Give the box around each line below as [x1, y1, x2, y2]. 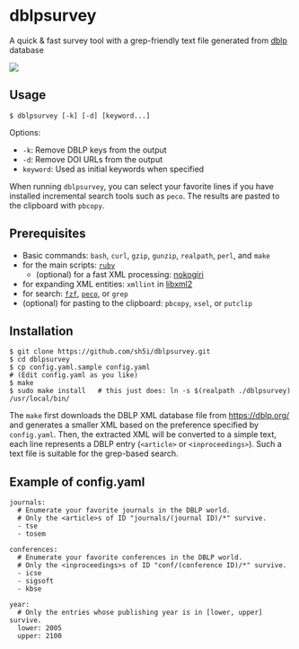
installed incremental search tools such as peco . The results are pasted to [9, 190, 280, 201]
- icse [17, 569, 42, 578]
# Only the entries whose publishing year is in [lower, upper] [17, 608, 263, 618]
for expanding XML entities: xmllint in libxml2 [22, 278, 193, 289]
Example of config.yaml [9, 474, 145, 489]
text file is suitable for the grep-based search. [9, 448, 179, 459]
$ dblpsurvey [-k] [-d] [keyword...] [9, 111, 151, 120]
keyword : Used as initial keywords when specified [22, 163, 205, 174]
